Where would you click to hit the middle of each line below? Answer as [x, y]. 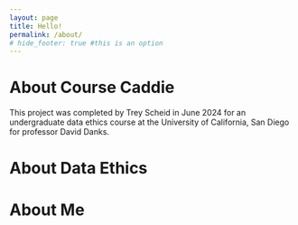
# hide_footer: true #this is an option [87, 43]
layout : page [34, 18]
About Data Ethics [79, 169]
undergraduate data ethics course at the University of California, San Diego [149, 122]
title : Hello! [36, 26]
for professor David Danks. [60, 132]
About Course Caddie [92, 88]
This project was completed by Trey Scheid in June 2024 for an [128, 113]
